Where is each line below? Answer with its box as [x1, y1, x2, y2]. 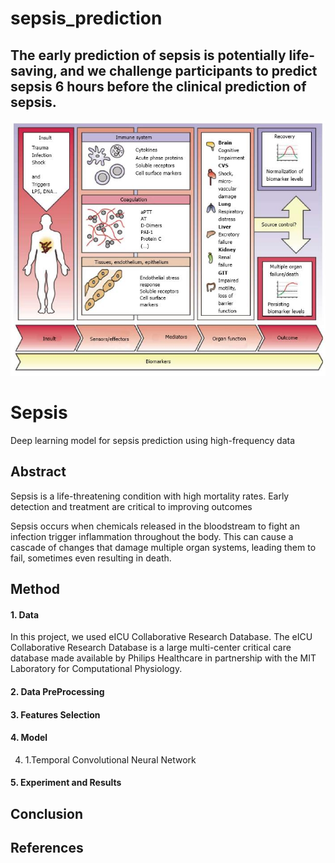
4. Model [10, 732, 48, 744]
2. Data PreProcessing [10, 686, 105, 697]
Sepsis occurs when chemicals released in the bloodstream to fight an [10, 520, 300, 532]
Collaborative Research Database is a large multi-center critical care [10, 642, 292, 654]
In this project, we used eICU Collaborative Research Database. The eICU [10, 631, 313, 643]
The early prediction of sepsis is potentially [10, 47, 287, 64]
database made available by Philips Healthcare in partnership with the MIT [10, 652, 317, 664]
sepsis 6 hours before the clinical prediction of [10, 78, 307, 95]
